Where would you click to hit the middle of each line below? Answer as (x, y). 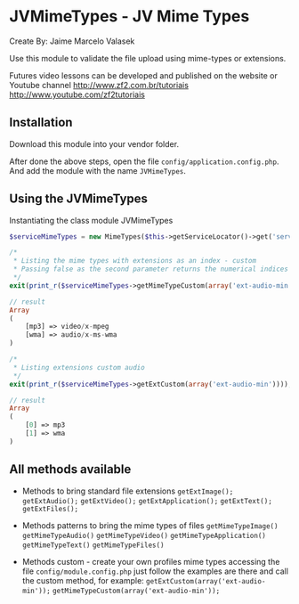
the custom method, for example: (83, 580)
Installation (41, 122)
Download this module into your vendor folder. (94, 143)
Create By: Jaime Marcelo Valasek (72, 41)
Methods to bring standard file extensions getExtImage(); (128, 491)
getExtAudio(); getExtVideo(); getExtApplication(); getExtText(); (147, 501)
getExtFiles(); (50, 509)
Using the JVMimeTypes (79, 199)
